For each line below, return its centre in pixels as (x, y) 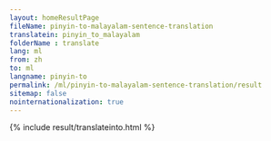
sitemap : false (38, 93)
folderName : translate (55, 43)
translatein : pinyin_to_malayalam (75, 34)
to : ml (22, 69)
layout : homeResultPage (55, 18)
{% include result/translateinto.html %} (82, 127)
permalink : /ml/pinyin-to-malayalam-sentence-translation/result (135, 85)
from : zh (26, 60)
